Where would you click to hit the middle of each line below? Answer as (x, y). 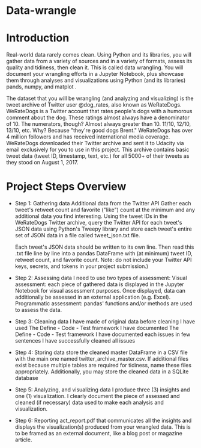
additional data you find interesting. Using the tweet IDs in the (91, 216)
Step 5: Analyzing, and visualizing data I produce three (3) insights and (102, 390)
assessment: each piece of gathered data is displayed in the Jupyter (99, 284)
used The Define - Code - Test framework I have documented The (97, 328)
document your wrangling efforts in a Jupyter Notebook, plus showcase (95, 74)
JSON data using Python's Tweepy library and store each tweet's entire (103, 229)
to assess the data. (38, 310)
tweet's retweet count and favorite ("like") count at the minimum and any (105, 210)
